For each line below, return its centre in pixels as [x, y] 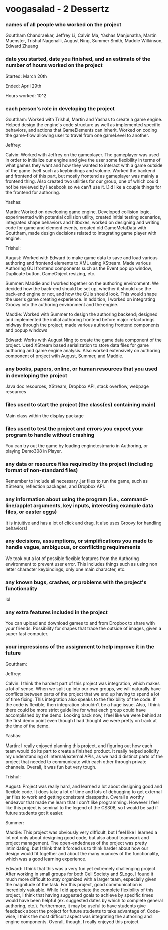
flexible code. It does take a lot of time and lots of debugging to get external [83, 791]
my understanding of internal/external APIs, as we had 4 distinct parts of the [84, 756]
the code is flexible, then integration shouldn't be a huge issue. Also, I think [83, 704]
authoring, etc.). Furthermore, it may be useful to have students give [76, 906]
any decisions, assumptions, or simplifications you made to [79, 541]
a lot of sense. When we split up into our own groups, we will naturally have [83, 689]
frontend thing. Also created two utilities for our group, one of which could [82, 181]
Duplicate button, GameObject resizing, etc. [50, 274]
